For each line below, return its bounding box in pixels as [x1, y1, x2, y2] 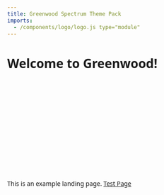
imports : [7, 17, 33, 24]
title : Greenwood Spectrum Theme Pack [7, 10, 122, 18]
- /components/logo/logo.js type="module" [13, 23, 141, 30]
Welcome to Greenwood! [7, 54, 158, 72]
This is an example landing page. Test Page [7, 179, 131, 189]
